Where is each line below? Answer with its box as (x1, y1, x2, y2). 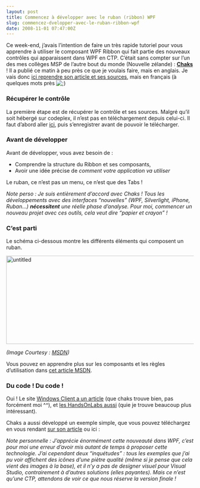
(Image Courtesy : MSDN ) (6, 349, 70, 356)
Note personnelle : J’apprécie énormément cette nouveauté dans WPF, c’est (6, 437, 194, 445)
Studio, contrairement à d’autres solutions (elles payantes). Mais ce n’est (6, 469, 186, 476)
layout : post (6, 8, 39, 15)
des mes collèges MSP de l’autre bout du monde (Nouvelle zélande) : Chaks (6, 61, 193, 68)
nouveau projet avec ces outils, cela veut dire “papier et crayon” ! (6, 209, 168, 216)
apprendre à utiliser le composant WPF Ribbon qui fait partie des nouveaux (6, 48, 190, 55)
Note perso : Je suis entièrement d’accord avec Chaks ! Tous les (6, 190, 165, 197)
